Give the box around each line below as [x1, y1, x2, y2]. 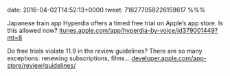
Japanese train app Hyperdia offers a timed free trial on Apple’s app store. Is [7, 19, 223, 27]
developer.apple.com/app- [131, 54, 207, 62]
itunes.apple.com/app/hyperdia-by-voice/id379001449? [59, 27, 218, 34]
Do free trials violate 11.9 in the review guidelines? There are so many [7, 47, 203, 55]
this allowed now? [7, 27, 58, 34]
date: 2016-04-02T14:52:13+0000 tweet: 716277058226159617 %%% [7, 6, 206, 14]
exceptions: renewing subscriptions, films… [7, 54, 130, 62]
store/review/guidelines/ [7, 62, 76, 69]
